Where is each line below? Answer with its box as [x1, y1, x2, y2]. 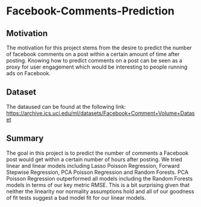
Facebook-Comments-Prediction [6, 4, 175, 18]
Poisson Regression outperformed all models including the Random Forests [6, 175, 193, 182]
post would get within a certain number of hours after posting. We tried [6, 155, 182, 163]
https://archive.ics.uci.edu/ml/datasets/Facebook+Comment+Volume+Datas [6, 110, 195, 117]
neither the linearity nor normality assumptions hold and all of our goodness [6, 188, 194, 195]
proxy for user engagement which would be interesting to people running [6, 63, 188, 70]
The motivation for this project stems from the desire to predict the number [6, 44, 193, 51]
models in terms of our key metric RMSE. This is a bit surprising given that [6, 181, 190, 188]
